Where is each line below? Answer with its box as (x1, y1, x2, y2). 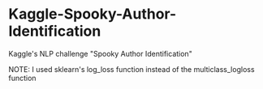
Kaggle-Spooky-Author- (8, 5, 177, 23)
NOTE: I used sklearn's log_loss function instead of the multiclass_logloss (8, 64, 255, 74)
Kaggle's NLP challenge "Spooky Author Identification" (8, 49, 192, 58)
